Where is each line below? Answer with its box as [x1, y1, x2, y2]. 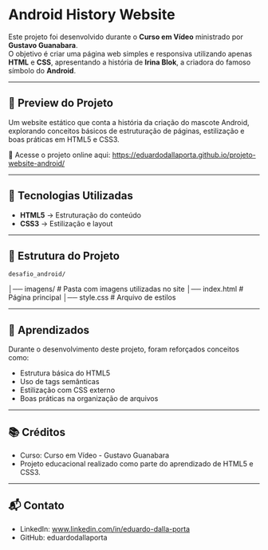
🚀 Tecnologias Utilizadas [8, 189, 133, 202]
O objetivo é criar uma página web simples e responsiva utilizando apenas [8, 49, 253, 58]
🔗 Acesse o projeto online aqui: [8, 150, 111, 159]
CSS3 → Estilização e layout [19, 218, 113, 228]
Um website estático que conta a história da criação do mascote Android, [8, 117, 250, 127]
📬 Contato [8, 499, 65, 513]
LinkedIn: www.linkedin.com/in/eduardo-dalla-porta [19, 524, 190, 533]
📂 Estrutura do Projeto [8, 249, 120, 262]
